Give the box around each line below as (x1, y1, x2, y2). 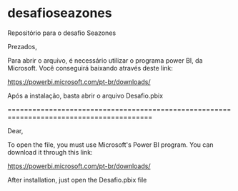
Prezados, (7, 42, 37, 51)
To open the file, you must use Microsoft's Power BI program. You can (7, 140, 214, 149)
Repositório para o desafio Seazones (7, 29, 116, 37)
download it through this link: (7, 148, 93, 156)
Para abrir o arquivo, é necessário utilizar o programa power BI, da (7, 56, 203, 65)
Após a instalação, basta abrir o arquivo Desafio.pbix (7, 91, 163, 100)
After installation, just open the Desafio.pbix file (7, 175, 147, 184)
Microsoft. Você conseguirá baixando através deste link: (7, 63, 174, 72)
